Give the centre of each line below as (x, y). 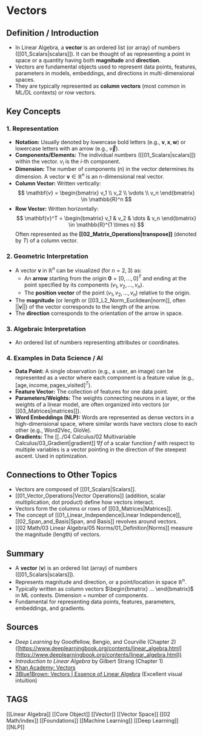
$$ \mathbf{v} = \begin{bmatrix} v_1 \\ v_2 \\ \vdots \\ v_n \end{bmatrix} (106, 193)
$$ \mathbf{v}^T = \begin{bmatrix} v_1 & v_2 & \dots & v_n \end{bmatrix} (106, 218)
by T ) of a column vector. (46, 240)
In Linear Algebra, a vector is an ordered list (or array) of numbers (98, 47)
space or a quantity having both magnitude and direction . (88, 60)
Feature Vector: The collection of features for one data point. (92, 391)
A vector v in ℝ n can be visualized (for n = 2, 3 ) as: (78, 270)
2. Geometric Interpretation (48, 256)
